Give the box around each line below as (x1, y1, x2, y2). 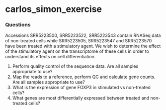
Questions (5, 21, 31, 28)
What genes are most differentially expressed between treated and (12, 95, 150, 101)
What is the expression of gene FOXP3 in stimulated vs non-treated (12, 85, 151, 91)
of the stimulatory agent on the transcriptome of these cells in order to (5, 48, 149, 54)
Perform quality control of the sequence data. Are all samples (12, 63, 139, 69)
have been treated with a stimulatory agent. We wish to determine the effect (5, 43, 161, 49)
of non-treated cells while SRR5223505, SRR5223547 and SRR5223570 (5, 38, 152, 44)
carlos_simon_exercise (5, 3, 102, 15)
